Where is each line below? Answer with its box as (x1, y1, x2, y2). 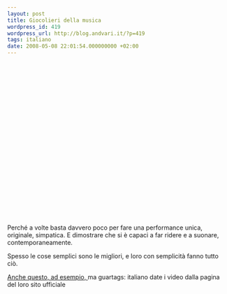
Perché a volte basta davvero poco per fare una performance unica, (7, 223, 203, 232)
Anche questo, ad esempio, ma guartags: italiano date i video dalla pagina (7, 273, 220, 281)
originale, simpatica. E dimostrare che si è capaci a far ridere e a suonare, (7, 231, 219, 239)
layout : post (7, 10, 45, 17)
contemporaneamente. (7, 239, 73, 246)
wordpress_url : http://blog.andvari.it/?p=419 (7, 29, 145, 37)
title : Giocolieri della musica (7, 17, 101, 24)
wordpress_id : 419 (7, 23, 61, 30)
